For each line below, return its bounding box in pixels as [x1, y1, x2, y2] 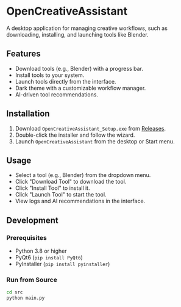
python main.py [6, 295, 45, 302]
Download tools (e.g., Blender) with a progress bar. [15, 65, 143, 72]
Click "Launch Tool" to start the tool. [15, 191, 107, 198]
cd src [6, 289, 23, 295]
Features [6, 49, 41, 59]
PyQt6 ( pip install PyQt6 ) [15, 254, 83, 261]
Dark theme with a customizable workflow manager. [15, 84, 146, 92]
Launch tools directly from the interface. [15, 78, 116, 85]
